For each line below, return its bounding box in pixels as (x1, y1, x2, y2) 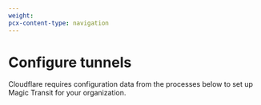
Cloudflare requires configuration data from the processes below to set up (8, 80, 254, 89)
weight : (8, 11, 34, 20)
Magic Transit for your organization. (8, 88, 126, 98)
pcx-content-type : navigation (8, 19, 110, 27)
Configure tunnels (8, 53, 132, 72)
